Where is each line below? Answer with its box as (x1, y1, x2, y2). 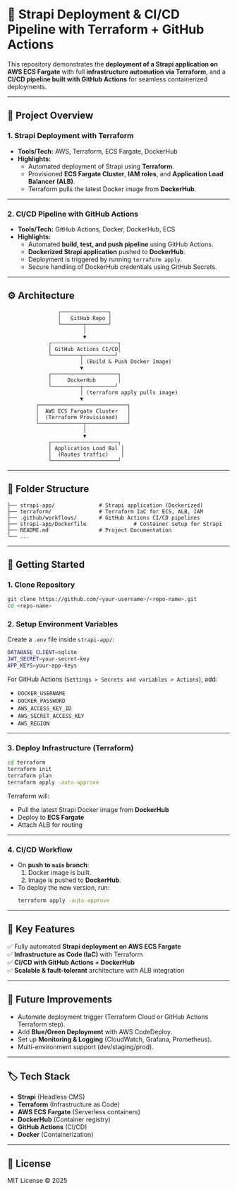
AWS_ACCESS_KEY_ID (17, 704, 72, 712)
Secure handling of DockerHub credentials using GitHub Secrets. (28, 262, 217, 271)
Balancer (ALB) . (28, 177, 75, 185)
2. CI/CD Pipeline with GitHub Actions (7, 209, 139, 219)
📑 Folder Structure (7, 483, 90, 495)
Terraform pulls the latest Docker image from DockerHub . (28, 184, 197, 193)
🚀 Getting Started (7, 559, 85, 571)
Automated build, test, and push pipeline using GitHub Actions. (28, 240, 214, 248)
